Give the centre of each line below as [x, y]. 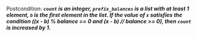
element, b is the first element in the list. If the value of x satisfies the [94, 15]
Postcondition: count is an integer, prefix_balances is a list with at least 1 [98, 9]
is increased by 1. [29, 27]
